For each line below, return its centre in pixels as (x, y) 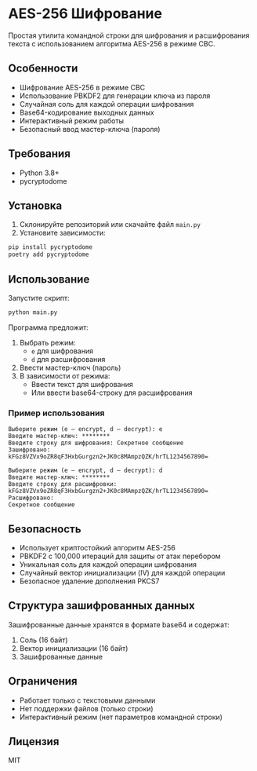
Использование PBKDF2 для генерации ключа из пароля (115, 96)
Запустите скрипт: (39, 298)
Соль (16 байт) (43, 640)
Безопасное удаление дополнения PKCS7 (89, 581)
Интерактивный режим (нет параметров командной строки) (121, 717)
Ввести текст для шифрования (82, 384)
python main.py (33, 312)
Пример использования (56, 413)
